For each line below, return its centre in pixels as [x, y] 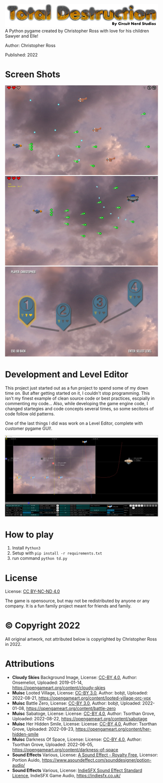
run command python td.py [40, 558]
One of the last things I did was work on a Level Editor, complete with [74, 423]
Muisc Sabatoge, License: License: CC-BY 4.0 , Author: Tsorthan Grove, [84, 713]
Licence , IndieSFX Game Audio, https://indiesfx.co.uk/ [66, 776]
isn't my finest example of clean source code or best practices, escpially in [80, 398]
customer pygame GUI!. [29, 428]
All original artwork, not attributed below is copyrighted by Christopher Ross [81, 639]
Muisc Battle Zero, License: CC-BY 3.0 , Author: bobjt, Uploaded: [77, 703]
